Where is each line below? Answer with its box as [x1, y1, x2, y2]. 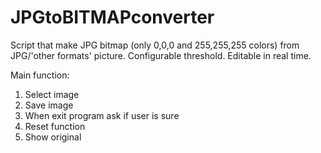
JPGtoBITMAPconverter [10, 6, 215, 29]
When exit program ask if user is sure [24, 109, 180, 121]
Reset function [24, 120, 86, 132]
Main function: [10, 69, 70, 81]
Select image [24, 88, 80, 100]
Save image [24, 99, 74, 111]
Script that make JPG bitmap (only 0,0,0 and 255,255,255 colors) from [10, 39, 300, 51]
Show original [24, 131, 82, 143]
